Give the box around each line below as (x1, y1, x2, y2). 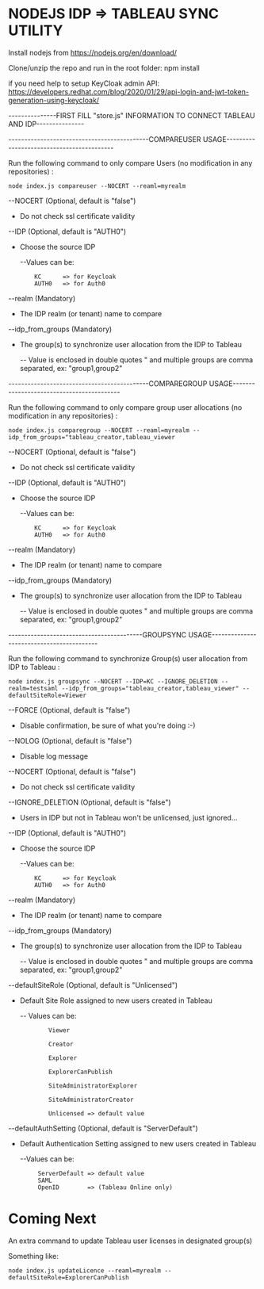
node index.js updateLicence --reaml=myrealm (8, 1266, 161, 1275)
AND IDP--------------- (8, 119, 85, 128)
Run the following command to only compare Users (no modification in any (8, 158, 253, 167)
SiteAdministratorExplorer (48, 1081, 138, 1090)
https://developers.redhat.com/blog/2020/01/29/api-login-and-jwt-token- (8, 86, 250, 96)
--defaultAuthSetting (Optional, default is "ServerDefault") (8, 1123, 198, 1133)
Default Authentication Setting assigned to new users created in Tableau (19, 1138, 257, 1148)
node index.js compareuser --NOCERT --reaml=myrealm (8, 182, 186, 190)
